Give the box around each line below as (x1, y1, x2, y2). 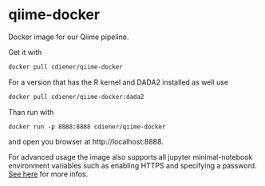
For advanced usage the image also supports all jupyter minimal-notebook (8, 152, 253, 161)
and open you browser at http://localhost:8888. (8, 137, 164, 146)
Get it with (8, 47, 42, 57)
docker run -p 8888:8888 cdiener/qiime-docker (8, 122, 166, 131)
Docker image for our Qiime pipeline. (8, 32, 129, 42)
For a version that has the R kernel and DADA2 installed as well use (8, 77, 229, 87)
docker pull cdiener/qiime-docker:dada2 (8, 93, 145, 101)
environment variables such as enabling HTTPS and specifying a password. (8, 160, 257, 170)
